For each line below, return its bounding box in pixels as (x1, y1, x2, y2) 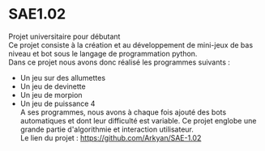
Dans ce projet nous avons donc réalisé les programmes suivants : (8, 57, 231, 67)
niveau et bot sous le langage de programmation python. (8, 48, 198, 58)
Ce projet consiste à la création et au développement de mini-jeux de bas (8, 40, 254, 49)
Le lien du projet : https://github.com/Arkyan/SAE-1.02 (19, 132, 202, 142)
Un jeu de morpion (19, 90, 83, 99)
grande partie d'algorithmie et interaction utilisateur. (19, 124, 194, 134)
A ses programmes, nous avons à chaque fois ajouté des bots (19, 107, 227, 117)
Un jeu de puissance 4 (19, 99, 96, 108)
